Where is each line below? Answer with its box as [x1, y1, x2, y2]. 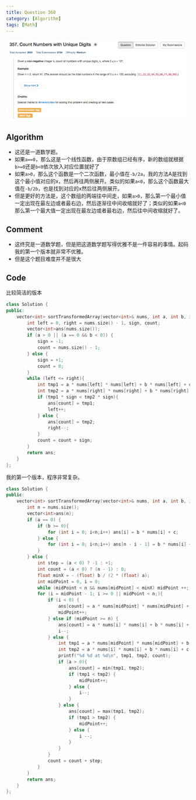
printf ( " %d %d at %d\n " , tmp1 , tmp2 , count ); [58, 653, 171, 659]
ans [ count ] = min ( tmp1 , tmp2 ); [68, 665, 145, 671]
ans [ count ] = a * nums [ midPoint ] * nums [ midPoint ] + [58, 604, 190, 610]
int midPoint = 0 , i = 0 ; [37, 578, 100, 584]
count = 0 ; [37, 363, 64, 369]
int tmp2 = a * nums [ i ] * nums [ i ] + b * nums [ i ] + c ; [58, 646, 192, 653]
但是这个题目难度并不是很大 [14, 256, 82, 263]
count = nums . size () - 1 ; [37, 345, 100, 351]
